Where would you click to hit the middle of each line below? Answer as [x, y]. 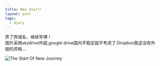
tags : [10, 18]
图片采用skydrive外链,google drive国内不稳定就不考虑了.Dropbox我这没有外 [80, 43]
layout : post [18, 14]
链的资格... [15, 49]
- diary [17, 23]
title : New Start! [23, 9]
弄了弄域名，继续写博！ [28, 37]
